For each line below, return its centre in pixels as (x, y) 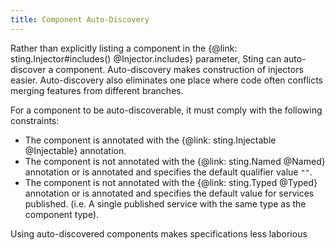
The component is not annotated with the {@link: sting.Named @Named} (175, 161)
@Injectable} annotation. (75, 150)
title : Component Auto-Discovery (80, 19)
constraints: (35, 120)
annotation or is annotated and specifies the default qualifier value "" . (168, 172)
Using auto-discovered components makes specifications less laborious (159, 233)
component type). (62, 214)
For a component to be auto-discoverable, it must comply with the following (166, 110)
